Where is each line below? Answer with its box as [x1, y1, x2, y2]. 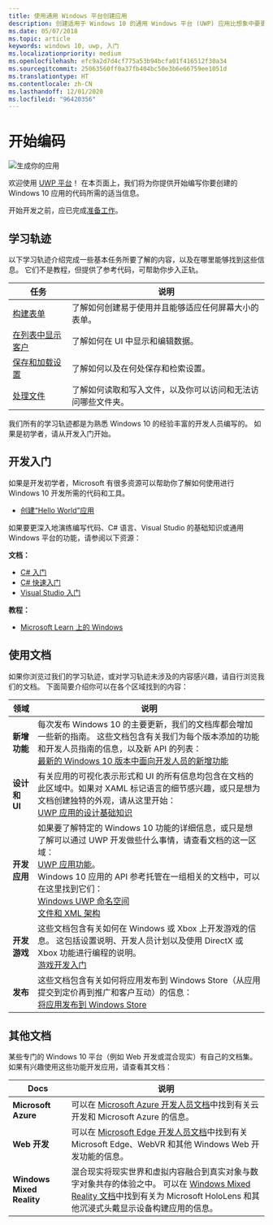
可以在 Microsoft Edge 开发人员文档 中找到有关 [71, 1127, 248, 1138]
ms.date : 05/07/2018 [8, 27, 79, 35]
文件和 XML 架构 [37, 907, 101, 919]
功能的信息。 [79, 1151, 128, 1162]
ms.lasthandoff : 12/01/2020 [8, 87, 104, 96]
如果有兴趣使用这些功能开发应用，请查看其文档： [8, 1062, 172, 1072]
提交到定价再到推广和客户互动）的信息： [37, 986, 193, 998]
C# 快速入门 [19, 578, 61, 587]
